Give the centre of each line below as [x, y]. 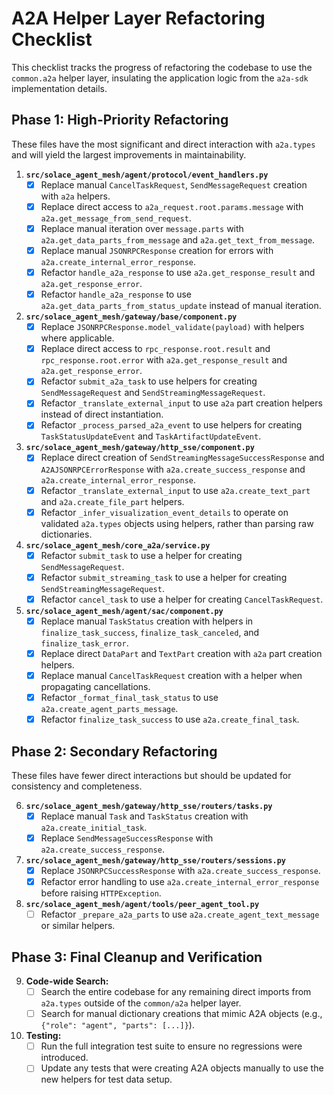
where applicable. [77, 338]
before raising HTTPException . [101, 893]
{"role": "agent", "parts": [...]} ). [117, 1025]
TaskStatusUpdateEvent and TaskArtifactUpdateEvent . [151, 436]
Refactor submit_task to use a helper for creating [141, 555]
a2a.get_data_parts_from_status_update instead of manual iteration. [181, 306]
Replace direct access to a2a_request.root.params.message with [172, 206]
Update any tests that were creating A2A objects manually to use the [182, 1068]
